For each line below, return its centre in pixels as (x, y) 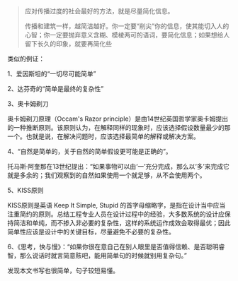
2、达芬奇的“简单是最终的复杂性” (56, 89)
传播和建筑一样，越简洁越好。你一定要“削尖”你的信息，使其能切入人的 (127, 26)
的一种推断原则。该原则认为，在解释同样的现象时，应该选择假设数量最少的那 (119, 127)
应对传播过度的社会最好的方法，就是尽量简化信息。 (99, 11)
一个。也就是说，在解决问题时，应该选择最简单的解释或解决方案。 (103, 136)
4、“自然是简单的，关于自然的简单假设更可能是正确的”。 (90, 151)
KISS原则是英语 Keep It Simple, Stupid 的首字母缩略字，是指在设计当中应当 (117, 205)
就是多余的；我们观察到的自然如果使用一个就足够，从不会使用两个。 (107, 175)
